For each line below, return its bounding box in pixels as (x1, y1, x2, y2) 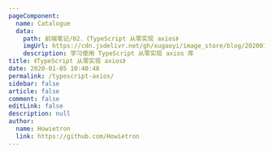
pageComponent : (8, 11, 60, 20)
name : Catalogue (15, 19, 71, 28)
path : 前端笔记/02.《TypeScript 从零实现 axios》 (23, 34, 179, 43)
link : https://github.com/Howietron (15, 132, 140, 140)
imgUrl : (23, 42, 49, 50)
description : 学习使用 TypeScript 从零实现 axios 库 (23, 49, 194, 57)
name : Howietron (15, 125, 71, 133)
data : (15, 27, 35, 35)
